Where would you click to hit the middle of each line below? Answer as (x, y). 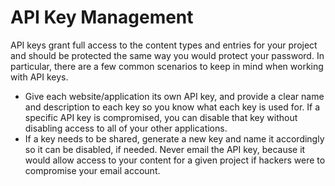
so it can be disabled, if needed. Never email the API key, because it (165, 149)
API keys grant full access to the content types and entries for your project (164, 45)
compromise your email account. (92, 170)
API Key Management (102, 17)
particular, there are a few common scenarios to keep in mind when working (167, 66)
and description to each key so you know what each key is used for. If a (172, 107)
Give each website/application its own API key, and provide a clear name (174, 96)
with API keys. (39, 77)
